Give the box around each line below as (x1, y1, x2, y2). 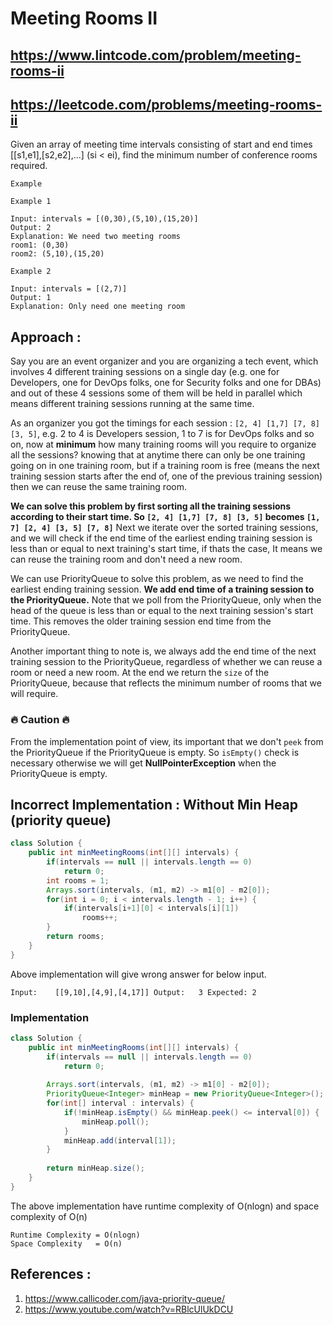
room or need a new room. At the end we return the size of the (10, 667, 270, 679)
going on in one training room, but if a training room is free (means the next (10, 460, 320, 472)
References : (10, 1266, 92, 1283)
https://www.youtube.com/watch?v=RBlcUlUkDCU (24, 1303, 234, 1315)
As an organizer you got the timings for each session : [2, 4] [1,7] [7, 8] (10, 417, 321, 429)
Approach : (10, 328, 82, 346)
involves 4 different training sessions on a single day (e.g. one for (10, 366, 280, 378)
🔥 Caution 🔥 (10, 713, 70, 727)
